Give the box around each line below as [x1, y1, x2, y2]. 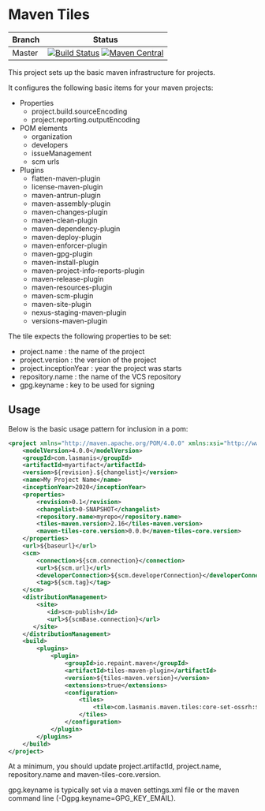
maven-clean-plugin [31, 215, 98, 225]
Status [92, 34, 118, 45]
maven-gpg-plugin [31, 249, 93, 258]
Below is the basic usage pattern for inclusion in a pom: [8, 424, 188, 433]
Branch [12, 34, 40, 45]
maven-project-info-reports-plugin [31, 266, 144, 275]
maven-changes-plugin [31, 207, 108, 216]
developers [31, 140, 69, 149]
